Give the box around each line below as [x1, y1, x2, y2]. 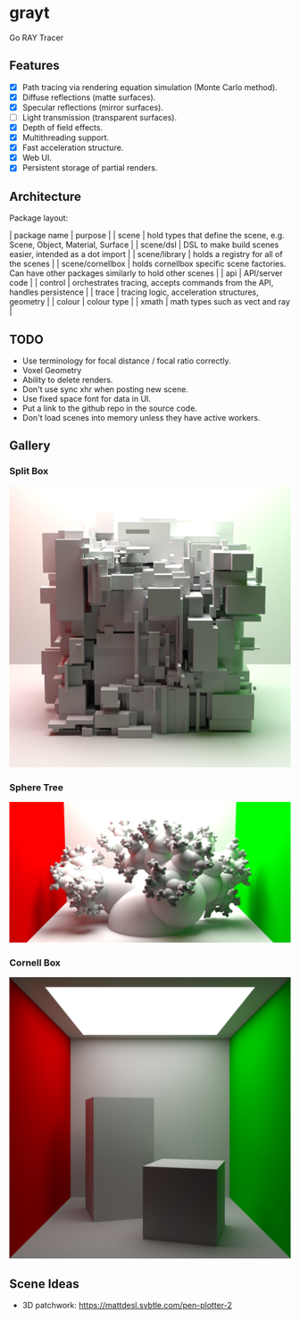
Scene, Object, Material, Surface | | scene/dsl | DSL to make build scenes [9, 239, 279, 250]
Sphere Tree [9, 781, 64, 793]
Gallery [9, 438, 51, 454]
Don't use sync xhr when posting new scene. [21, 383, 189, 395]
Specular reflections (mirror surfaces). [21, 102, 163, 113]
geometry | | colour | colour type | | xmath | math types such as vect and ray [9, 296, 290, 307]
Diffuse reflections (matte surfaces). [21, 92, 156, 103]
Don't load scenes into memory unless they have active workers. [21, 412, 261, 422]
